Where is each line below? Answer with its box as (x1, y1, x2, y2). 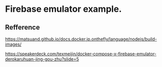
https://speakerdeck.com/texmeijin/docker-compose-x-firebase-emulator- (5, 51, 157, 57)
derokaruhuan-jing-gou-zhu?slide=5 (5, 56, 79, 62)
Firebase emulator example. (5, 3, 122, 15)
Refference (5, 23, 40, 32)
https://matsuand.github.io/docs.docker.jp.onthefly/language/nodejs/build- (5, 36, 157, 42)
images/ (5, 41, 22, 47)
